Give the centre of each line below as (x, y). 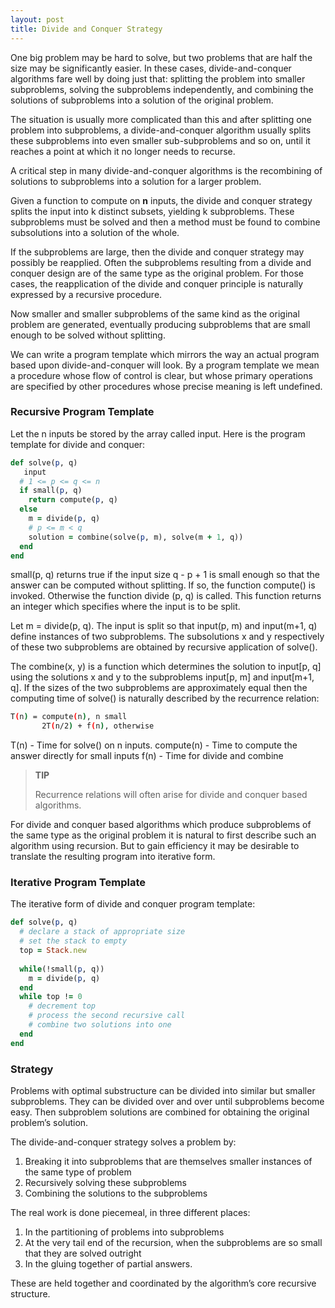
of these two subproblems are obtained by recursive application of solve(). (164, 647)
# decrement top (62, 1006)
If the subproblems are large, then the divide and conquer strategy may (157, 252)
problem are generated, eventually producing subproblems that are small (160, 324)
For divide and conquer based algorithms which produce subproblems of (161, 825)
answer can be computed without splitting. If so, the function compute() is (163, 585)
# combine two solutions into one (100, 1025)
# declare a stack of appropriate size (102, 932)
